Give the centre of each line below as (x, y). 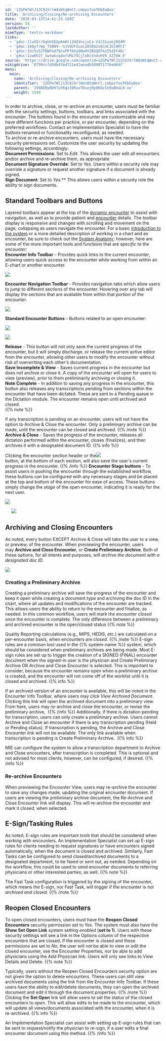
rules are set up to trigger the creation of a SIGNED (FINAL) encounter (86, 655)
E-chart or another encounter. (35, 265)
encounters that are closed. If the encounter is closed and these (70, 941)
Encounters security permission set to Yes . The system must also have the (82, 925)
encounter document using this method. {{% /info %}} (60, 1034)
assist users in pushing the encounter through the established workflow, (79, 471)
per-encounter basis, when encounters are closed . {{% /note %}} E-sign (79, 639)
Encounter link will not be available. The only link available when (70, 733)
